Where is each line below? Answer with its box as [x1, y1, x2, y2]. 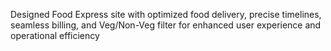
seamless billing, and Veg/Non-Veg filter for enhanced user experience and [10, 19, 322, 31]
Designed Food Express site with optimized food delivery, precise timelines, [10, 9, 322, 20]
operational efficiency [10, 30, 100, 41]
